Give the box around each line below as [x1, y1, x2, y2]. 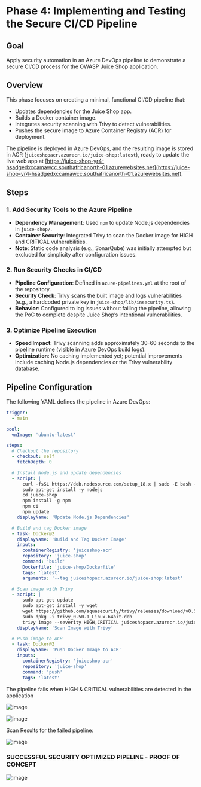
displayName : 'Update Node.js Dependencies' [17, 514, 130, 520]
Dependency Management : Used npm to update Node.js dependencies [14, 219, 190, 226]
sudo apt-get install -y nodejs [22, 486, 103, 493]
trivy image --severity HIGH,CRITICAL [22, 619, 119, 626]
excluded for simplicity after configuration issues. [14, 251, 137, 258]
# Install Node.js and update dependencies [11, 469, 121, 476]
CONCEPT [6, 761, 37, 769]
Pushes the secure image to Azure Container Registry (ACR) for [14, 127, 172, 134]
